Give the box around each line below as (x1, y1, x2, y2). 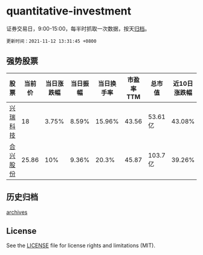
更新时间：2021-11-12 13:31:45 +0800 (6, 38, 97, 44)
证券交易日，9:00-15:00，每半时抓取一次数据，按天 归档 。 (6, 25, 150, 32)
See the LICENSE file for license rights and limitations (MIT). (6, 242, 156, 249)
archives (6, 208, 28, 216)
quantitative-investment (6, 4, 132, 18)
